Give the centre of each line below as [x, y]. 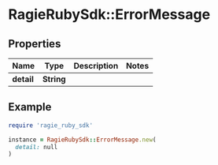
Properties [35, 44]
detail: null [37, 147]
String [54, 79]
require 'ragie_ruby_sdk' [50, 125]
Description [96, 66]
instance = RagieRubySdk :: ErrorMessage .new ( [82, 140]
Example [30, 107]
